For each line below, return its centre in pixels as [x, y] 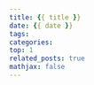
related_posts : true [47, 58]
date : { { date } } [41, 26]
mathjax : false [37, 67]
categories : [31, 42]
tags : [19, 34]
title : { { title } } [45, 17]
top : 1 [21, 50]
